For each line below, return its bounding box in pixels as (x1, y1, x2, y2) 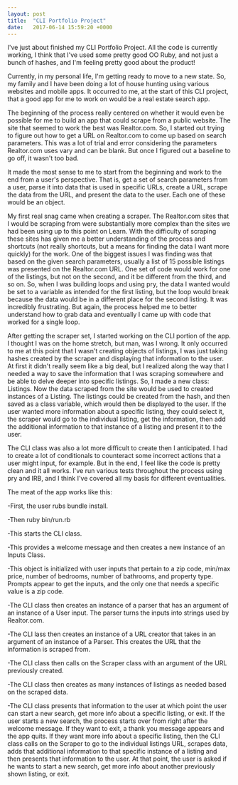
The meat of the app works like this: (7, 488, 112, 497)
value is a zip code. (7, 587, 64, 596)
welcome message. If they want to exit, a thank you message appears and (7, 724, 225, 733)
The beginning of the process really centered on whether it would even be (7, 108, 225, 118)
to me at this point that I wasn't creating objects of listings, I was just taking (7, 347, 228, 355)
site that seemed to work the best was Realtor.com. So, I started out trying (7, 124, 225, 132)
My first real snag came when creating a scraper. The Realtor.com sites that (7, 212, 229, 221)
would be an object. (7, 198, 65, 207)
